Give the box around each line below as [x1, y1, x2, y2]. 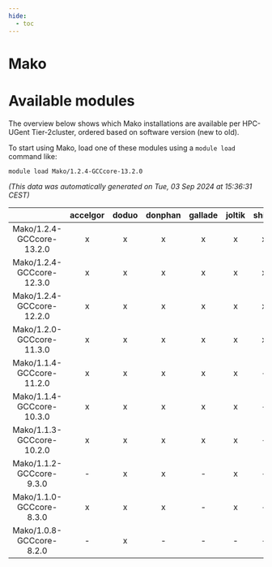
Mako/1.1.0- [12, 491, 62, 502]
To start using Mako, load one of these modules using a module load [8, 143, 236, 153]
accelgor [70, 209, 105, 220]
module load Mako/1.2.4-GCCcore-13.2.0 [8, 167, 143, 175]
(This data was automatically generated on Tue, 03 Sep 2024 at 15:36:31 [8, 181, 253, 191]
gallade [189, 209, 219, 220]
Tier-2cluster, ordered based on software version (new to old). [31, 127, 240, 136]
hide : [8, 11, 27, 20]
